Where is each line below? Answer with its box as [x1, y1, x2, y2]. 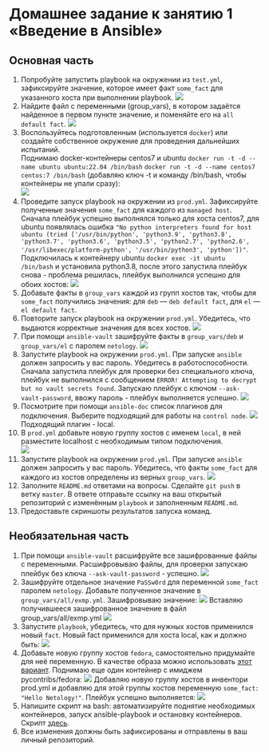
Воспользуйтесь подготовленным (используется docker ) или [20, 128, 228, 137]
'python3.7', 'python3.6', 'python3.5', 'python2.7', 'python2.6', [20, 237, 250, 245]
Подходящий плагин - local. [20, 420, 115, 428]
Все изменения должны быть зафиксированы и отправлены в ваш [20, 726, 247, 736]
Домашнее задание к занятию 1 [9, 5, 233, 23]
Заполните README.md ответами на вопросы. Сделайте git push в [20, 481, 241, 490]
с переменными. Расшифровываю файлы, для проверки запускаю [20, 559, 248, 568]
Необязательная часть [9, 529, 129, 543]
